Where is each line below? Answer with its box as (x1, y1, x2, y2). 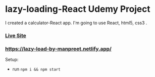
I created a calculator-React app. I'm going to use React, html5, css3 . (5, 20, 148, 26)
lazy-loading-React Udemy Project (5, 3, 151, 15)
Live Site (5, 32, 26, 39)
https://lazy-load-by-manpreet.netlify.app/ (5, 45, 112, 52)
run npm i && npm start (12, 66, 61, 72)
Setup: (5, 57, 19, 63)
